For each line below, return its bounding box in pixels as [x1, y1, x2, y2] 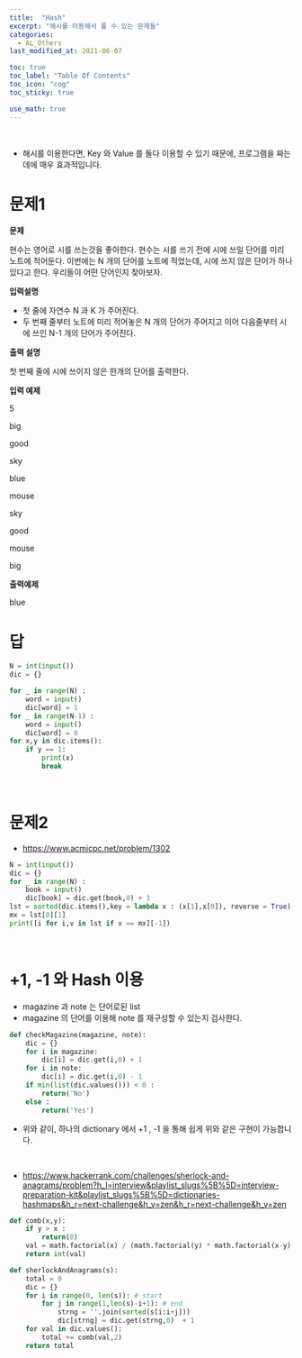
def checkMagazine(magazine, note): [9, 1030, 147, 1039]
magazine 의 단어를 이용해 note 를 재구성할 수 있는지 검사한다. [22, 1012, 243, 1023]
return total [25, 1341, 75, 1350]
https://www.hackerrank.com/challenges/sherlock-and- [22, 1170, 229, 1180]
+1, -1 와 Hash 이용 [9, 970, 144, 989]
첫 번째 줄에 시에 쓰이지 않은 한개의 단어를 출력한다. [9, 366, 189, 377]
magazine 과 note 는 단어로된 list [22, 1001, 141, 1012]
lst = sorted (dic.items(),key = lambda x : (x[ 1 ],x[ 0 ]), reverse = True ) [9, 902, 292, 911]
